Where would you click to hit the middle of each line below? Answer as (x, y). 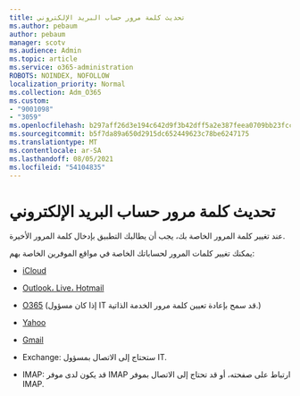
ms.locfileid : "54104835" (57, 167)
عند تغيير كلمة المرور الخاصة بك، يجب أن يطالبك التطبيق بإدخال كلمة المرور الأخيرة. (147, 236)
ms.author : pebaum (43, 26)
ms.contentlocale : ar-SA (55, 150)
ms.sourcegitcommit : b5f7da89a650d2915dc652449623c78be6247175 (129, 134)
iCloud (34, 271)
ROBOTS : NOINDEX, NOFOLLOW (59, 76)
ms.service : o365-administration (71, 68)
